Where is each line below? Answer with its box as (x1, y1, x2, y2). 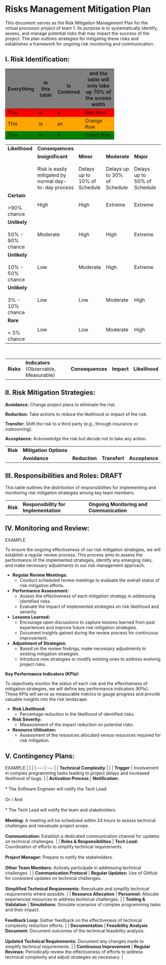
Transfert (101, 455, 124, 461)
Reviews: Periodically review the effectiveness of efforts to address (5, 949, 143, 955)
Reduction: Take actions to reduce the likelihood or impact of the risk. (5, 411, 148, 417)
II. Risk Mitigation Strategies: (5, 388, 96, 397)
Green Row (84, 131, 111, 138)
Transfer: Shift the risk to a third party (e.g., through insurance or (5, 420, 138, 426)
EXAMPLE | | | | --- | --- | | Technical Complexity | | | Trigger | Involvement (5, 765, 159, 771)
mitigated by (37, 172, 66, 179)
